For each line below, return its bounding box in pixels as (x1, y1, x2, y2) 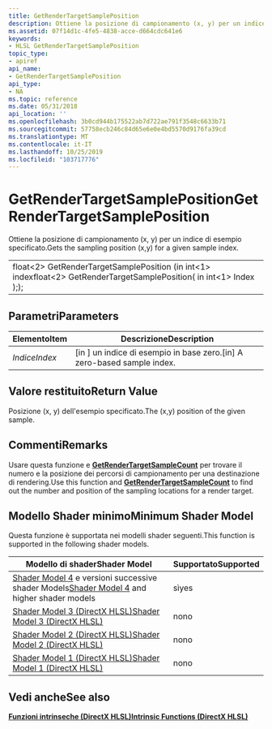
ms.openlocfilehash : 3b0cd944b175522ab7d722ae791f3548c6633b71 (8, 118, 227, 126)
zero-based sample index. (74, 357, 176, 368)
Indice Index (12, 352, 57, 363)
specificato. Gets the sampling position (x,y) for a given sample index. (8, 243, 239, 252)
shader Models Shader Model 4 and (12, 582, 147, 593)
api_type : (8, 80, 42, 88)
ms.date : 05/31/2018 (8, 102, 79, 110)
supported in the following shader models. (8, 539, 150, 549)
